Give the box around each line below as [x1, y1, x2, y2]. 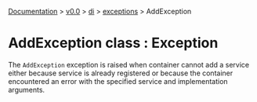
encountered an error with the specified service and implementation [8, 76, 229, 86]
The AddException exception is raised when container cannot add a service [8, 60, 250, 69]
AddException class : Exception [8, 35, 219, 52]
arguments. [8, 85, 45, 94]
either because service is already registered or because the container [8, 68, 233, 78]
